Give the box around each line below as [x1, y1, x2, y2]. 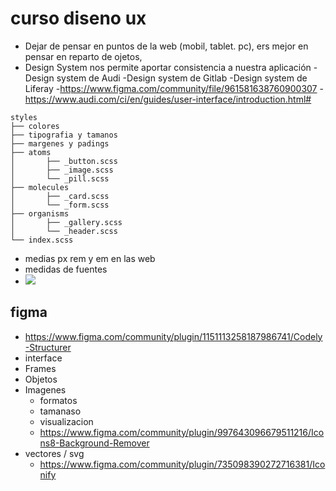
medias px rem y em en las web [24, 252, 156, 264]
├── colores [10, 121, 60, 131]
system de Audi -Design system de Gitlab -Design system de [56, 72, 308, 84]
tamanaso [39, 405, 82, 417]
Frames [24, 362, 57, 374]
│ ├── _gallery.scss [10, 217, 123, 227]
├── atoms [10, 147, 52, 157]
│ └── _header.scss [10, 226, 118, 236]
